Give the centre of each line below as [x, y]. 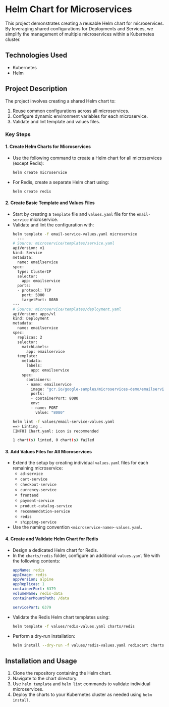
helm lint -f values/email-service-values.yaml [63, 421]
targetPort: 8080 [40, 300]
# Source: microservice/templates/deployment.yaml [67, 309]
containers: [39, 380]
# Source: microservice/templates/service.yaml [63, 244]
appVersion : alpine [33, 580]
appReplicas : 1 [29, 584]
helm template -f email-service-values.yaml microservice [75, 234]
